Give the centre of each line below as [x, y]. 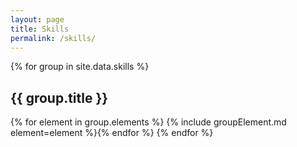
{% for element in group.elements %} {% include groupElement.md [148, 122]
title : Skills [40, 29]
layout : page [37, 19]
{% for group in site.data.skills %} [80, 67]
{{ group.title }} [59, 97]
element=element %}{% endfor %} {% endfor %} [112, 133]
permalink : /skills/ [53, 38]
